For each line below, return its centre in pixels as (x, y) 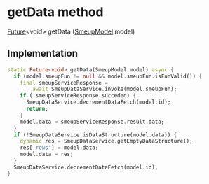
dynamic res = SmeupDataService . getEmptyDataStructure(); (106, 141)
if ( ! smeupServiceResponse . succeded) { (78, 96)
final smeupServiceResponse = (64, 83)
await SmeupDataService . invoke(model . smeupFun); (105, 89)
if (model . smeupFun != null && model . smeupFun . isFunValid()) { (108, 76)
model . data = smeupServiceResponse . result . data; (92, 122)
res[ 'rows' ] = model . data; (59, 148)
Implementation (43, 54)
